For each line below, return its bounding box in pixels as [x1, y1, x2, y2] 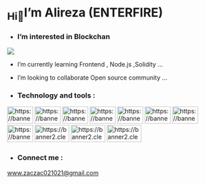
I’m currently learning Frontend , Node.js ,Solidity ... [17, 60, 163, 69]
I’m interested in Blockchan [17, 32, 110, 41]
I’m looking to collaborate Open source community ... [17, 73, 168, 82]
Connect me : [17, 153, 63, 163]
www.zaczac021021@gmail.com [7, 168, 99, 176]
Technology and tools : [17, 91, 96, 100]
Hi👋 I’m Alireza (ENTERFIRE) [7, 5, 164, 23]
